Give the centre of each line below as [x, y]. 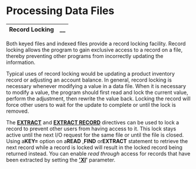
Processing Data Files [60, 11]
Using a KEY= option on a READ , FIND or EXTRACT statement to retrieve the [97, 141]
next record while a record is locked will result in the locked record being [94, 147]
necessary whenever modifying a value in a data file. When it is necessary [96, 86]
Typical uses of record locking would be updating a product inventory [91, 73]
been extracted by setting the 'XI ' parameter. [61, 160]
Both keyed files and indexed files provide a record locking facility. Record [96, 43]
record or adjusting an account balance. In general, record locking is [89, 80]
